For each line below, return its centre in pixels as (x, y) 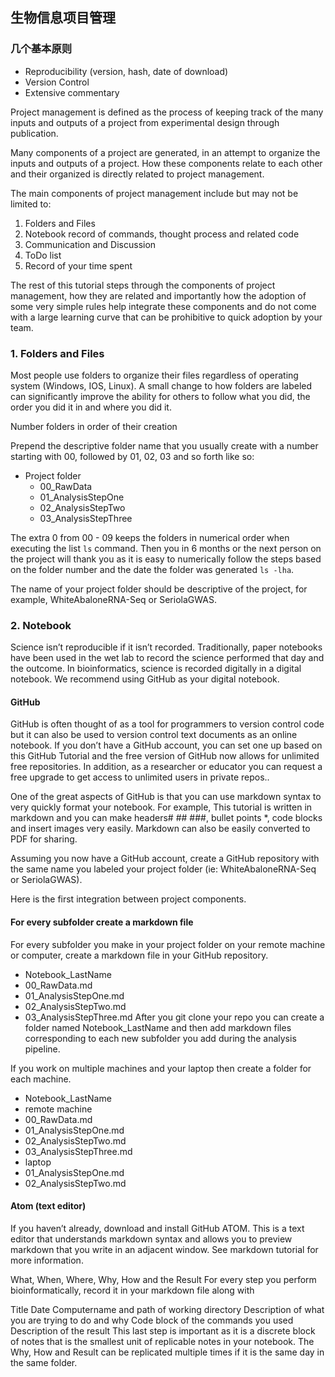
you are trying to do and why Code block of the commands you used (152, 1320)
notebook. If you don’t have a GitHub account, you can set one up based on (166, 745)
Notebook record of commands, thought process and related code (162, 234)
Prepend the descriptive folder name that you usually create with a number (164, 445)
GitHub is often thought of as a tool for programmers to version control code (167, 724)
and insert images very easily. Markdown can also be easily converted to (160, 829)
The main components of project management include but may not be (154, 193)
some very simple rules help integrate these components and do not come (163, 306)
